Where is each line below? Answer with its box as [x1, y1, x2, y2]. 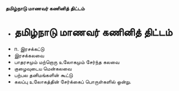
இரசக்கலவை [13, 52, 45, 59]
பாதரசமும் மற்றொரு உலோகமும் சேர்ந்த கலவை [13, 58, 120, 65]
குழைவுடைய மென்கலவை [13, 65, 72, 72]
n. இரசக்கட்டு [13, 45, 45, 52]
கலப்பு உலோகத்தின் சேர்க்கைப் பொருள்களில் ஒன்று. [13, 78, 131, 85]
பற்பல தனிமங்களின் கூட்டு [13, 71, 73, 78]
